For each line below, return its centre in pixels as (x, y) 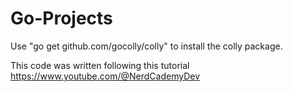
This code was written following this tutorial (100, 65)
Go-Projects (61, 18)
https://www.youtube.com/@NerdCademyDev (105, 76)
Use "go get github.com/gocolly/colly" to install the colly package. (146, 46)
